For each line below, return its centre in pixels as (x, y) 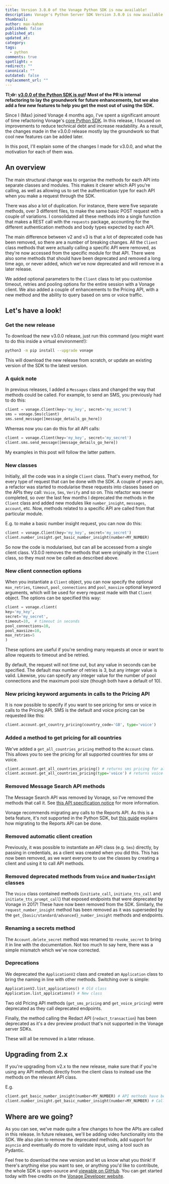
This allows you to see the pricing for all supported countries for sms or (79, 754)
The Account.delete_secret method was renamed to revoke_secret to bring (83, 939)
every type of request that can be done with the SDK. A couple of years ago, (84, 482)
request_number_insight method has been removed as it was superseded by (84, 910)
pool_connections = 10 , (28, 626)
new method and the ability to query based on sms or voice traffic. (74, 295)
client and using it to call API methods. (45, 863)
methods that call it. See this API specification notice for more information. (82, 803)
